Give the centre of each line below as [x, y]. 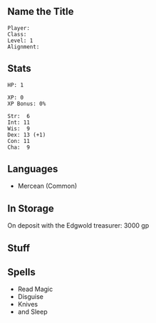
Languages [33, 169]
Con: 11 [19, 141]
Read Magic [35, 289]
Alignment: [24, 47]
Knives [28, 305]
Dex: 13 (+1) [27, 134]
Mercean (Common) [47, 186]
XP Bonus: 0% [27, 104]
